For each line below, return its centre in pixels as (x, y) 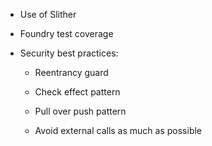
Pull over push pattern (80, 111)
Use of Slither (48, 14)
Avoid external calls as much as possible (118, 130)
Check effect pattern (77, 92)
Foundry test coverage (66, 33)
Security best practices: (69, 53)
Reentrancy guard (71, 72)
